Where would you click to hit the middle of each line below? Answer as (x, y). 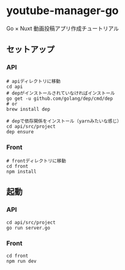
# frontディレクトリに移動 (36, 161)
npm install (21, 171)
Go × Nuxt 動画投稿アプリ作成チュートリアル (63, 28)
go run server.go (28, 228)
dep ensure (20, 132)
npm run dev (21, 261)
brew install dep (28, 109)
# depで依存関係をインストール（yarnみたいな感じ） (64, 121)
